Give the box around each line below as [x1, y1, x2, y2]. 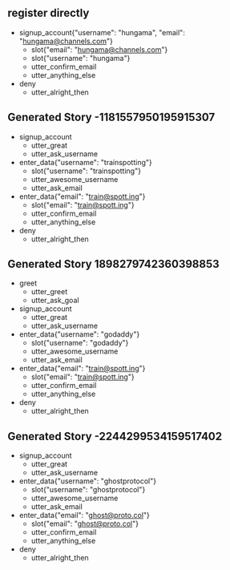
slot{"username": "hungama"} [30, 53, 131, 63]
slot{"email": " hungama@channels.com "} [30, 44, 168, 55]
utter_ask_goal [30, 296, 79, 305]
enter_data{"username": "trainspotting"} [18, 157, 153, 167]
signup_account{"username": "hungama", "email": [18, 27, 185, 37]
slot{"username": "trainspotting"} [30, 166, 142, 176]
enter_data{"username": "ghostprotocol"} [18, 476, 157, 486]
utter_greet [30, 287, 68, 297]
